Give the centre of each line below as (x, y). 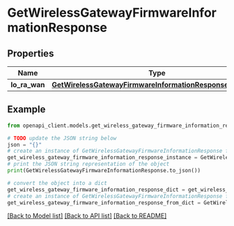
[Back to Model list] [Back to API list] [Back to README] (87, 216)
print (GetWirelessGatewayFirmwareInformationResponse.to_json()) (104, 171)
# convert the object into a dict (57, 183)
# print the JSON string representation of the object (88, 164)
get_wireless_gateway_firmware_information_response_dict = (96, 190)
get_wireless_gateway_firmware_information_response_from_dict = (104, 203)
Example (26, 110)
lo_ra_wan (28, 85)
